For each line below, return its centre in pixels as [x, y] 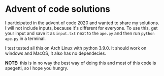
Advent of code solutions [58, 9]
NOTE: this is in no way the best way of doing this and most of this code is [81, 63]
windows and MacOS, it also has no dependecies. [56, 53]
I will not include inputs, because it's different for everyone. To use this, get [82, 28]
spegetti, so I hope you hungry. [37, 68]
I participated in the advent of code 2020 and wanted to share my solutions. [82, 23]
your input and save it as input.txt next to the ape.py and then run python [80, 33]
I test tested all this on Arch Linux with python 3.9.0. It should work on [76, 48]
